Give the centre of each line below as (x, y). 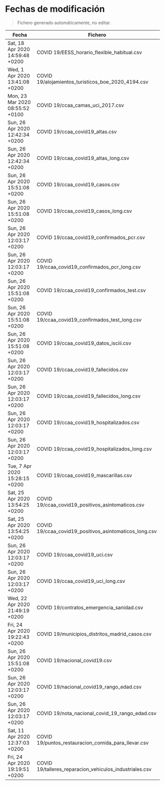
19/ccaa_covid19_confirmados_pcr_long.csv (89, 267)
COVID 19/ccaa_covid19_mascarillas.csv (84, 475)
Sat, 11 (16, 730)
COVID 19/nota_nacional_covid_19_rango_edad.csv (96, 713)
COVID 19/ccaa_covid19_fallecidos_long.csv (89, 396)
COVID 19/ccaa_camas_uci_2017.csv (80, 105)
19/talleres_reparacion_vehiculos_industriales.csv (94, 769)
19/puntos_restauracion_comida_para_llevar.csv (93, 743)
